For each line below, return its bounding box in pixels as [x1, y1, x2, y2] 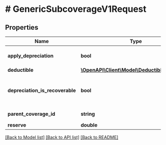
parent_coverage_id [7, 110, 55, 117]
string [81, 110, 95, 117]
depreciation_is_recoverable [7, 87, 76, 94]
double [81, 122, 98, 128]
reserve [7, 122, 26, 128]
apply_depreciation [7, 52, 54, 59]
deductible [7, 67, 34, 73]
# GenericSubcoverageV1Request [5, 3, 147, 15]
